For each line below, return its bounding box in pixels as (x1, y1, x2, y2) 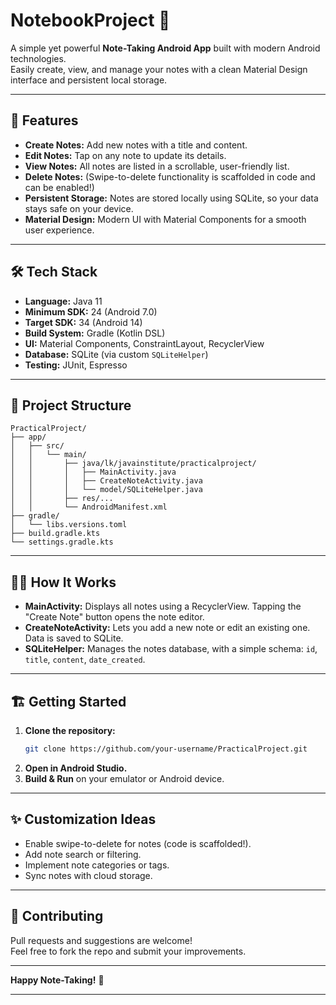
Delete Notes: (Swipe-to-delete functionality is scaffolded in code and (24, 170, 316, 183)
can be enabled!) (24, 181, 95, 193)
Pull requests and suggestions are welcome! (10, 934, 193, 946)
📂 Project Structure (10, 397, 132, 414)
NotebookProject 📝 (10, 9, 171, 32)
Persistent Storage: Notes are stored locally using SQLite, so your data (24, 192, 319, 204)
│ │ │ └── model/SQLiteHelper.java (10, 485, 203, 495)
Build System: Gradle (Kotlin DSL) (24, 327, 166, 339)
